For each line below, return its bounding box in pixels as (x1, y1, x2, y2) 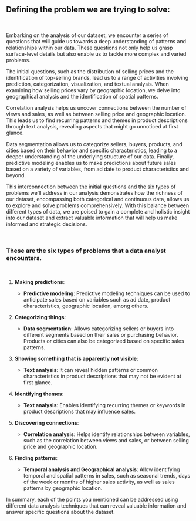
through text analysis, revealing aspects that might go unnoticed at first (6, 123, 178, 130)
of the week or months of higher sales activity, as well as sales (23, 478, 175, 486)
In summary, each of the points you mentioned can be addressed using (6, 496, 178, 503)
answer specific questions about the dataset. (6, 509, 116, 516)
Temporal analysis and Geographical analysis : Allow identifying (23, 466, 180, 473)
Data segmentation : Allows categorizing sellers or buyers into (23, 325, 174, 332)
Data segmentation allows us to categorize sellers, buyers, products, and (6, 140, 183, 147)
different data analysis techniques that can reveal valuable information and (6, 502, 187, 509)
